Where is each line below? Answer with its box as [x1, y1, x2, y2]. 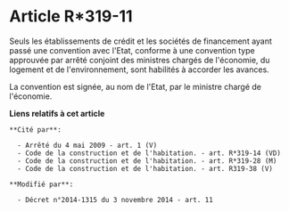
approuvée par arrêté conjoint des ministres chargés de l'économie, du [9, 54, 270, 65]
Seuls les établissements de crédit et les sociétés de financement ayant [9, 36, 272, 46]
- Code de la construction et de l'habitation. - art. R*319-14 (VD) [17, 149, 281, 158]
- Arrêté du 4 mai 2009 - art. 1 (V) [17, 141, 158, 150]
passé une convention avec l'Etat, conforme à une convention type [9, 45, 256, 55]
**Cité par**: [9, 125, 62, 135]
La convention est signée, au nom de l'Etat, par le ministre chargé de [9, 81, 261, 92]
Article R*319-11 [9, 6, 133, 27]
